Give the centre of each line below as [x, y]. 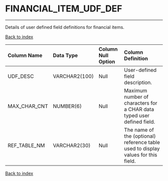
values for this [141, 155]
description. [138, 82]
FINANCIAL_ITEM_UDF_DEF [64, 9]
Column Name [25, 55]
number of [136, 97]
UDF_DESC [21, 76]
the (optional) [140, 136]
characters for [141, 103]
